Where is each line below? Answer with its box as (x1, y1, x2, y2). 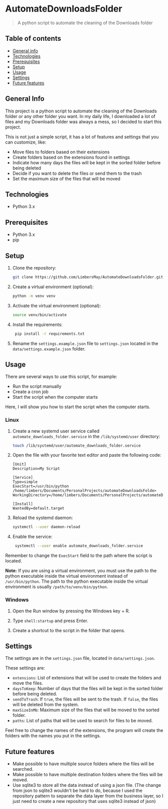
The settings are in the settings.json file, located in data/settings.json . (5, 655, 155, 661)
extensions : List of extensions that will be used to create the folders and (12, 675, 161, 681)
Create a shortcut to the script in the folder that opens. (12, 627, 125, 633)
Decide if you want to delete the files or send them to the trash (12, 170, 142, 176)
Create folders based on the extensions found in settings (12, 154, 130, 160)
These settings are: (5, 665, 45, 671)
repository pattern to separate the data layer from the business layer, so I (12, 793, 163, 799)
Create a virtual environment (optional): (12, 283, 94, 290)
